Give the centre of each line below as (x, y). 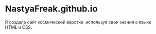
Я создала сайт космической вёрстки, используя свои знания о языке (78, 22)
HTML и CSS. (19, 27)
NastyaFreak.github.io (52, 9)
